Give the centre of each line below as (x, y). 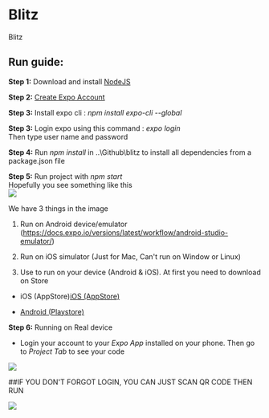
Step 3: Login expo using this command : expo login (94, 128)
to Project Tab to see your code (72, 351)
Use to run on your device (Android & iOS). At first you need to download (140, 272)
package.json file (37, 160)
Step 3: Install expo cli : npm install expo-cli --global (95, 112)
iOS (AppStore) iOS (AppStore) (70, 296)
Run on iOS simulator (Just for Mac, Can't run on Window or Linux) (130, 256)
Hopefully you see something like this (70, 185)
